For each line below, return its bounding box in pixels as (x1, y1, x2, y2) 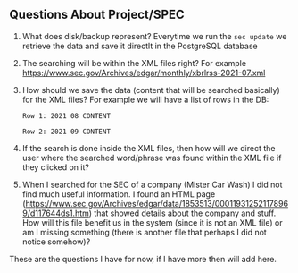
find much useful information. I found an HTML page (21, 188, 216, 200)
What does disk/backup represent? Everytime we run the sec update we (21, 30, 287, 41)
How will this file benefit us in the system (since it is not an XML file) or (21, 217, 283, 227)
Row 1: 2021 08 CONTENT (21, 111, 112, 120)
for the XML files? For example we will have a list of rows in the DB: (21, 94, 269, 105)
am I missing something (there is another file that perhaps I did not (21, 226, 268, 237)
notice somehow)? (21, 236, 91, 247)
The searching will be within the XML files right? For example (21, 57, 247, 68)
